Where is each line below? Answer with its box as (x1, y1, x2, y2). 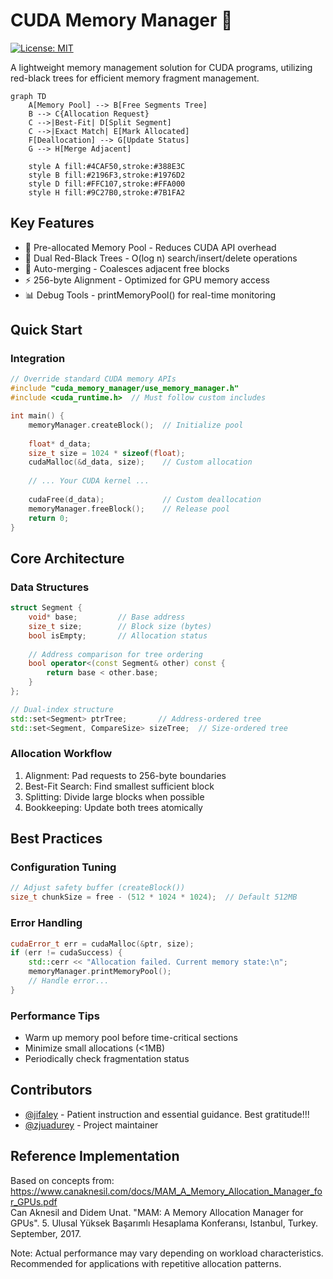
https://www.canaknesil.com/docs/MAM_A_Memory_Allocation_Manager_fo (10, 1185, 323, 1197)
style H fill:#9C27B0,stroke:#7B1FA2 (28, 187, 186, 198)
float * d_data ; (28, 439, 92, 449)
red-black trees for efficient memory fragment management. (10, 72, 260, 84)
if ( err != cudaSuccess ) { (10, 948, 123, 958)
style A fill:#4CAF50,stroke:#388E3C (28, 161, 186, 171)
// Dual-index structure (10, 704, 114, 714)
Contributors (10, 1082, 93, 1099)
